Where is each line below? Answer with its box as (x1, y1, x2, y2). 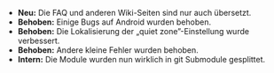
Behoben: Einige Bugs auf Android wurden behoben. (17, 17, 211, 27)
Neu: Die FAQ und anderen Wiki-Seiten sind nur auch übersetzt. (17, 8, 252, 18)
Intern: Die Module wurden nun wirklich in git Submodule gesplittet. (17, 55, 266, 64)
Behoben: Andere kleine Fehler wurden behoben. (17, 45, 200, 55)
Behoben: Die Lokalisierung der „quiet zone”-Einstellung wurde (17, 26, 250, 36)
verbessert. (17, 35, 60, 46)
